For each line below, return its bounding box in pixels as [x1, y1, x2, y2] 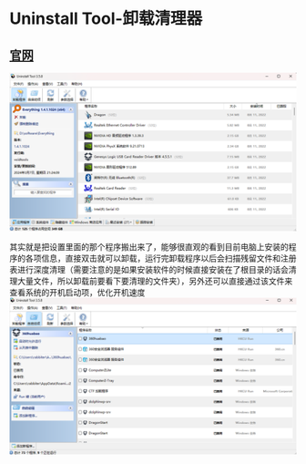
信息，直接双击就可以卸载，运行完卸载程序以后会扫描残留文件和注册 [40, 253, 297, 263]
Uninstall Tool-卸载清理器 [9, 8, 203, 29]
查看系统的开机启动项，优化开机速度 [9, 286, 146, 297]
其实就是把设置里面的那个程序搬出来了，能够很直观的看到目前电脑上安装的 [9, 241, 289, 252]
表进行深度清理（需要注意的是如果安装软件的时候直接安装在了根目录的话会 [9, 263, 289, 274]
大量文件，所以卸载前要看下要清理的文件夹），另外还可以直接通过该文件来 [16, 275, 293, 286]
